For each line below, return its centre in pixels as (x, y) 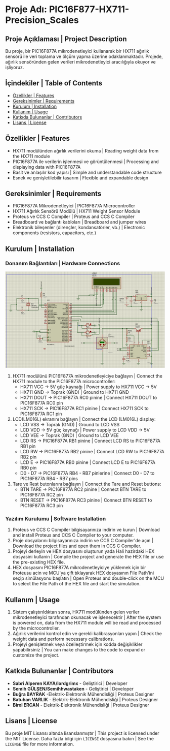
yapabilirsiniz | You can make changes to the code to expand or (79, 649)
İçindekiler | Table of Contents (54, 83)
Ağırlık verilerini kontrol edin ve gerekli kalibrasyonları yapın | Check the (87, 633)
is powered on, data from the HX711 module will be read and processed (87, 622)
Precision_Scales (42, 20)
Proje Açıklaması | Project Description (66, 39)
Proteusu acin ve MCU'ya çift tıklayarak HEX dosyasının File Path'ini (83, 573)
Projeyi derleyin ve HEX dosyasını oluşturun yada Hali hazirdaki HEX (83, 551)
